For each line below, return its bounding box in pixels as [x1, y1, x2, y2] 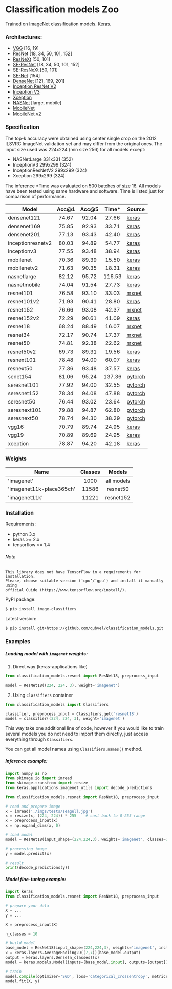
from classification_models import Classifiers [5, 702, 109, 707]
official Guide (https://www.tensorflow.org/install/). [5, 588, 127, 593]
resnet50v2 [8, 348, 36, 355]
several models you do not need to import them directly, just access [5, 731, 148, 737]
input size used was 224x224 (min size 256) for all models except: [5, 146, 146, 152]
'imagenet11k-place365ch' [8, 485, 76, 492]
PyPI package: [5, 596, 36, 602]
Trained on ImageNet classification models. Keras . [5, 21, 112, 27]
